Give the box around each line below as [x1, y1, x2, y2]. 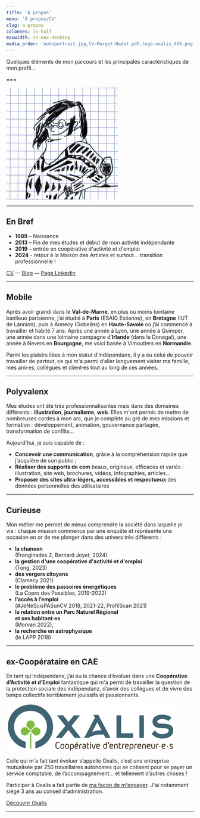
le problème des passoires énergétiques [14, 583, 117, 591]
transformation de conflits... [6, 427, 74, 435]
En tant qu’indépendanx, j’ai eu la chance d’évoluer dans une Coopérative [6, 673, 187, 680]
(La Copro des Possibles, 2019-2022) [14, 589, 107, 597]
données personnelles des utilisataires [14, 482, 110, 489]
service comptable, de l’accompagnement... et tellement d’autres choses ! [6, 770, 187, 777]
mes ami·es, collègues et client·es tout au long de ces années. [6, 364, 159, 371]
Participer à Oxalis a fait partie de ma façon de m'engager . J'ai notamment [6, 782, 189, 789]
